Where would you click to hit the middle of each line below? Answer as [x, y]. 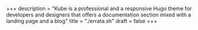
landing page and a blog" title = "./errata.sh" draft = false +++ [82, 21]
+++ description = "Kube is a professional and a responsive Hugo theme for [99, 9]
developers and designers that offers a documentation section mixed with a [99, 15]
